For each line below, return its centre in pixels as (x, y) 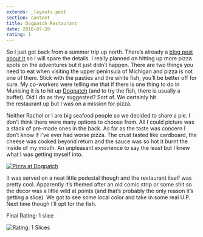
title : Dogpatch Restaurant (42, 23)
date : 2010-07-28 (28, 29)
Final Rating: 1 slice (30, 216)
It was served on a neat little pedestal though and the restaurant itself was (99, 178)
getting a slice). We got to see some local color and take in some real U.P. (98, 197)
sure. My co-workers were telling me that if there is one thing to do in (93, 84)
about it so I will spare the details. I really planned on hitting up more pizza (99, 58)
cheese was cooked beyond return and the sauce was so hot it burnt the (97, 141)
